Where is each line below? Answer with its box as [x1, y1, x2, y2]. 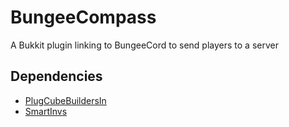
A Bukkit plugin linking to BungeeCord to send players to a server [10, 39, 279, 51]
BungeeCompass [10, 6, 157, 29]
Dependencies [10, 68, 103, 85]
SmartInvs [24, 105, 68, 117]
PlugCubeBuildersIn [24, 94, 107, 106]
